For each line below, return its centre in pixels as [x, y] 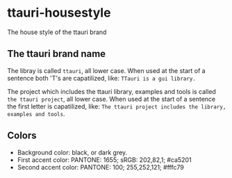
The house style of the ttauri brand [57, 32]
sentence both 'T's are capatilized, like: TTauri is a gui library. [101, 78]
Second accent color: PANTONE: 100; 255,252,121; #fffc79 [100, 167]
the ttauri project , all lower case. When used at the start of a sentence [111, 99]
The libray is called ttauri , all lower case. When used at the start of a [107, 70]
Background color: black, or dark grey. [72, 152]
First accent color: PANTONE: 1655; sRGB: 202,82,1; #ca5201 [105, 160]
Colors [22, 136]
